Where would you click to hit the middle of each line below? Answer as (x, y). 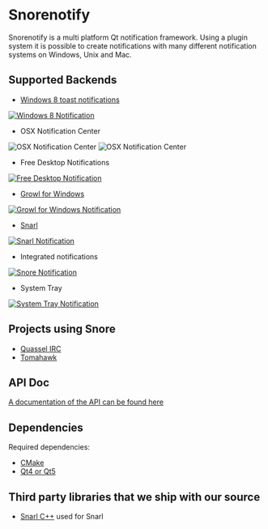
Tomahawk (38, 357)
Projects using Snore (62, 329)
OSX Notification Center (60, 130)
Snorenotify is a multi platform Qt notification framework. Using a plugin (128, 37)
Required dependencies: (49, 447)
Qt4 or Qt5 (38, 471)
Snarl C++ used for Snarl (62, 516)
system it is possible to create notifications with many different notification (132, 45)
